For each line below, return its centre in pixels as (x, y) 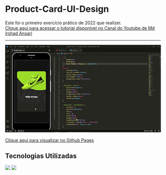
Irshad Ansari (19, 33)
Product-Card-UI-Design (57, 9)
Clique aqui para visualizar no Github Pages (50, 140)
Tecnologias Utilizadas (41, 156)
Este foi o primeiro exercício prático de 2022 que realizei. (63, 23)
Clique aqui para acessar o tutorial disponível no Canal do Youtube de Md (80, 28)
